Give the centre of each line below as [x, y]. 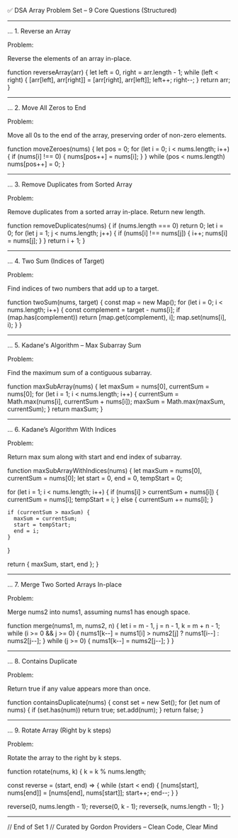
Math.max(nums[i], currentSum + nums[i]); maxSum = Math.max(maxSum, [116, 401]
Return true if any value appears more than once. [79, 688]
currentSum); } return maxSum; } [55, 409]
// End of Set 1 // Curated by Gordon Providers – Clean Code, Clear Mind [113, 827]
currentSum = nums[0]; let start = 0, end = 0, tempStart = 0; [95, 478]
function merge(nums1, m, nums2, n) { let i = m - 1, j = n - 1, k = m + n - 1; [114, 626]
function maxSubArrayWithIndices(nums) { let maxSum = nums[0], [105, 470]
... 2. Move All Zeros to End [47, 108]
